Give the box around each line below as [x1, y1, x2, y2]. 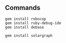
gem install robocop [5, 16, 47, 21]
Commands [5, 4, 41, 12]
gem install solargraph [5, 33, 53, 38]
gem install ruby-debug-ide [5, 21, 62, 25]
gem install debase [5, 25, 44, 30]
